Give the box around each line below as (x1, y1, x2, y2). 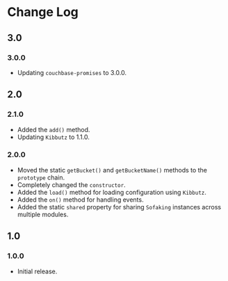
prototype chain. (17, 173, 65, 182)
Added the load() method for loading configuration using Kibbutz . (17, 188, 207, 196)
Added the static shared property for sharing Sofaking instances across (17, 202, 221, 211)
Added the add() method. (17, 125, 90, 134)
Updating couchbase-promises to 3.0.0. (17, 68, 127, 77)
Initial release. (17, 267, 58, 275)
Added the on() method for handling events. (17, 195, 144, 204)
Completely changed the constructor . (17, 180, 127, 188)
